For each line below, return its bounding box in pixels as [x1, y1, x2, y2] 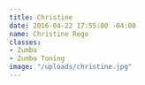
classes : [9, 37, 42, 47]
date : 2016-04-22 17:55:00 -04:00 [9, 21, 137, 30]
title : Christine [9, 12, 73, 22]
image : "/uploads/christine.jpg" [9, 63, 133, 72]
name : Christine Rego [9, 29, 89, 38]
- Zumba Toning [9, 54, 65, 63]
